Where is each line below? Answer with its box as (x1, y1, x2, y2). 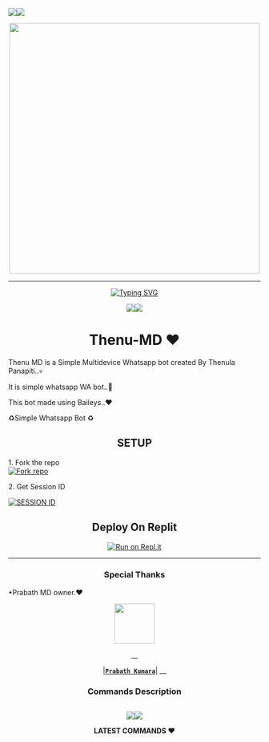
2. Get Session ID (8, 481, 66, 491)
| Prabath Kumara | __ (102, 666, 167, 675)
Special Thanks (103, 570, 166, 581)
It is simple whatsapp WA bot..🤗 (8, 382, 114, 391)
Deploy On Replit (91, 521, 178, 534)
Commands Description (87, 686, 182, 697)
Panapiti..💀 (8, 366, 43, 375)
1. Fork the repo (8, 457, 60, 467)
